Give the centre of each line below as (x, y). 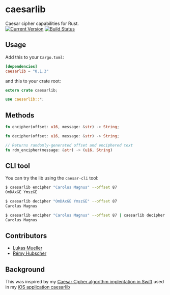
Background (25, 269)
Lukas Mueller (27, 248)
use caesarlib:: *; (25, 99)
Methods (20, 115)
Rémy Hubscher (30, 253)
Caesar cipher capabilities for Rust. (42, 23)
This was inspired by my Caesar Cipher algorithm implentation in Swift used (85, 282)
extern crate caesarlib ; (32, 90)
